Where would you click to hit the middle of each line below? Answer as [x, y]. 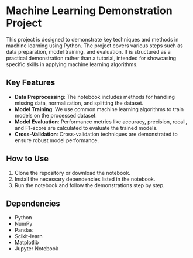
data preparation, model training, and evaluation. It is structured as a [88, 51]
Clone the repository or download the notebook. [72, 173]
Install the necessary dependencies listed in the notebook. [85, 179]
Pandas [24, 230]
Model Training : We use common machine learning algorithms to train [99, 109]
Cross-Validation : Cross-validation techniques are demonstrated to [96, 134]
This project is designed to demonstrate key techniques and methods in [92, 39]
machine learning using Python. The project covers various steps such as [94, 46]
